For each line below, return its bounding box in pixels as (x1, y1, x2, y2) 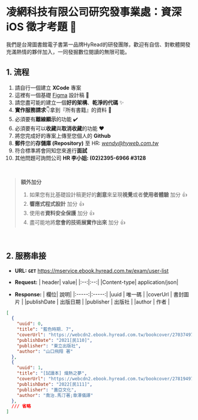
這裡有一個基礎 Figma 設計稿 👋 (14, 91, 90, 98)
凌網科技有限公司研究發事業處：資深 (6, 5, 182, 19)
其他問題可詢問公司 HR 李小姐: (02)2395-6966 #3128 (14, 154, 146, 161)
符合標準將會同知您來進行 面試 (14, 147, 87, 154)
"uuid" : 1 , (16, 365, 44, 371)
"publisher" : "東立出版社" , (16, 343, 81, 349)
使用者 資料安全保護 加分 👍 (29, 209, 95, 217)
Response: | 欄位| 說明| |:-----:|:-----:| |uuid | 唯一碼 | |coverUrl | (14, 290, 173, 298)
